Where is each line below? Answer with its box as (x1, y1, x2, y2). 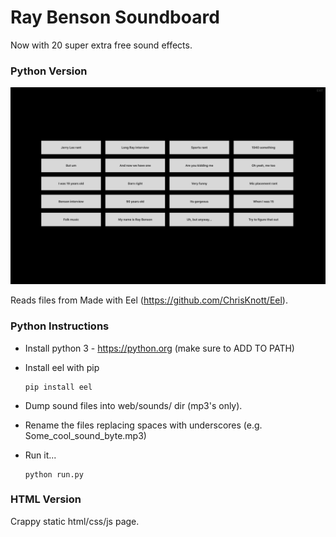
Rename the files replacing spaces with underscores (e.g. (24, 419, 263, 431)
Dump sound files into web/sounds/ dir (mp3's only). (24, 399, 243, 411)
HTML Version (10, 492, 82, 506)
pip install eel (24, 382, 93, 392)
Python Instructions (10, 319, 110, 333)
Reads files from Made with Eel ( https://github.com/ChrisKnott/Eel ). (10, 294, 288, 306)
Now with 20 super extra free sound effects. (10, 39, 193, 51)
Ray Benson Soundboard (10, 6, 220, 29)
